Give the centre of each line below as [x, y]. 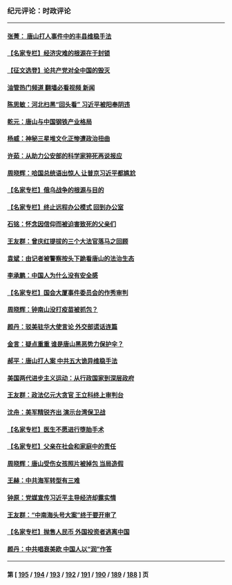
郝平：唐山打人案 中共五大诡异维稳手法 [62, 361]
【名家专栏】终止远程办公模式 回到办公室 [66, 207]
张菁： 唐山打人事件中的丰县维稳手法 [59, 36]
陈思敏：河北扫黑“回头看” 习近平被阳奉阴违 [69, 104]
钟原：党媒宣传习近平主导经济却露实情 [61, 497]
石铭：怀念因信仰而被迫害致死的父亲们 [61, 224]
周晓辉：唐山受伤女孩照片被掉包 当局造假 [66, 463]
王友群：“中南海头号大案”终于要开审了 [62, 515]
